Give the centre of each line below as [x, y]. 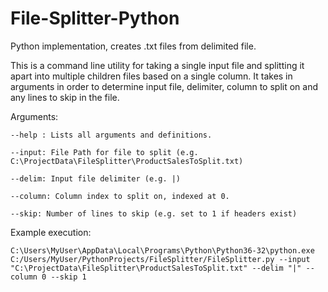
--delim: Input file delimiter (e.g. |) [96, 178]
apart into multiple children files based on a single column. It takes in [151, 76]
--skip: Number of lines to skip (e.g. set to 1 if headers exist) [154, 213]
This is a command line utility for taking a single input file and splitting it [157, 65]
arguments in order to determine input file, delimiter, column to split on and [164, 86]
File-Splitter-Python [95, 18]
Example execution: [51, 232]
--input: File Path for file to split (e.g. [104, 152]
